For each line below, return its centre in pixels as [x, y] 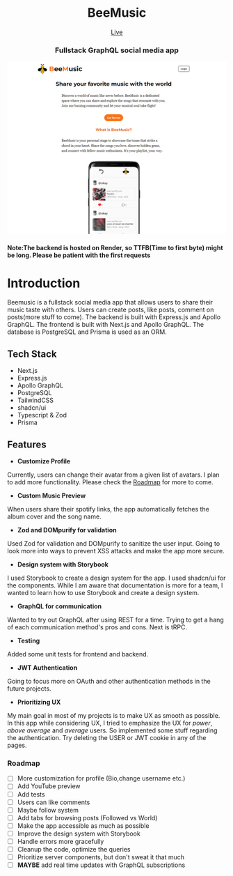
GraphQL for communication [59, 606]
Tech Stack [32, 354]
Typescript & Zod [42, 415]
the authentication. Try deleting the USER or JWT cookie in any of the [107, 738]
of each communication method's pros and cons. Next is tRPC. [97, 627]
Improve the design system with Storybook [79, 833]
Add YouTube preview [49, 786]
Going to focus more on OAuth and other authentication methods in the [109, 682]
